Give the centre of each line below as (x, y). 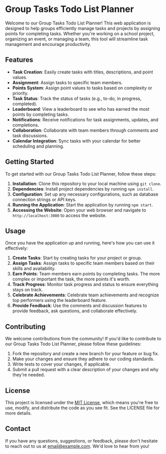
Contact (18, 429)
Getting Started (30, 162)
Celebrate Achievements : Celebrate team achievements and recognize (85, 295)
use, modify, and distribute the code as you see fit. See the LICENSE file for (83, 408)
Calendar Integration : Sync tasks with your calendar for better (76, 141)
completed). (25, 104)
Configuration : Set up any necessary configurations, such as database (85, 194)
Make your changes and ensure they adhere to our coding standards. (83, 359)
